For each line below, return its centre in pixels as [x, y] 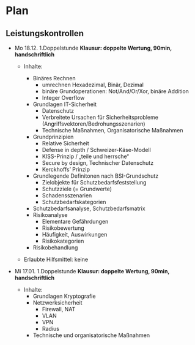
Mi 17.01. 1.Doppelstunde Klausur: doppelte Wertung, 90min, [92, 271]
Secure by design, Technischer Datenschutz [98, 163]
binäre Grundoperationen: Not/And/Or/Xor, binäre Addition [115, 91]
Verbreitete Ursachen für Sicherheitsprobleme [100, 117]
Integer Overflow [63, 98]
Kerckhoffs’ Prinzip [66, 169]
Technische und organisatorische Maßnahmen [91, 335]
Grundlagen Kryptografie [64, 296]
